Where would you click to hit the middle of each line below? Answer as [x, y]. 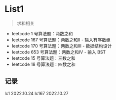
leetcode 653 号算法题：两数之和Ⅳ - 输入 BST [59, 52]
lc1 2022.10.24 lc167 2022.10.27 [37, 93]
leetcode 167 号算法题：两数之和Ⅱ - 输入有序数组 [61, 40]
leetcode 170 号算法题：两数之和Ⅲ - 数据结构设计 [62, 46]
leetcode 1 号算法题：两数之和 [42, 33]
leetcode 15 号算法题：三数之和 [43, 58]
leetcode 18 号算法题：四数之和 [44, 64]
